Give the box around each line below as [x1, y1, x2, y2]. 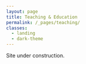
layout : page [6, 8, 38, 15]
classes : [6, 25, 28, 31]
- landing [11, 31, 35, 36]
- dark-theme [11, 36, 44, 42]
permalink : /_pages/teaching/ [6, 19, 81, 25]
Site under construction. [6, 52, 65, 59]
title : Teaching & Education [6, 14, 78, 20]
